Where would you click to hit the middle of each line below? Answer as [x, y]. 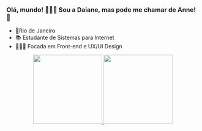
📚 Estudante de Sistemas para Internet [65, 38]
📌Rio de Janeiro [35, 31]
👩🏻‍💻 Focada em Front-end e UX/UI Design [69, 47]
